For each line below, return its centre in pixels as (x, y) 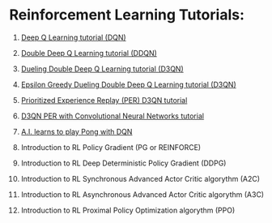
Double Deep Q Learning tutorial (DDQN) (89, 53)
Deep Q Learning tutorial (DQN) (73, 37)
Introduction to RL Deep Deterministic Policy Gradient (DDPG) (123, 163)
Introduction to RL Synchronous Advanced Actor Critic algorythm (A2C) (140, 178)
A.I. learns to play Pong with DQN (76, 131)
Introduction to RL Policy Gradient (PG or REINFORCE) (111, 147)
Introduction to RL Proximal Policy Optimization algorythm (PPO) (128, 210)
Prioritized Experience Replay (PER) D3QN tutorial (104, 100)
